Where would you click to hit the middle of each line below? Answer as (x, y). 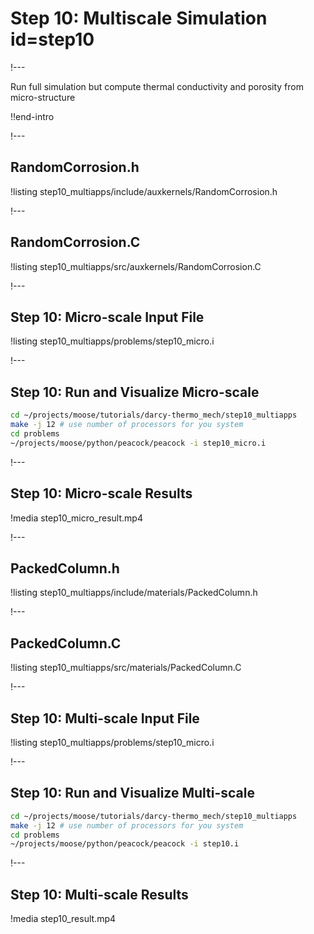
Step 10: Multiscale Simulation (139, 18)
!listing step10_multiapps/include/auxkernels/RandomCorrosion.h (144, 191)
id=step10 (52, 39)
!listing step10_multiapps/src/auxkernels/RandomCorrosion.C (136, 266)
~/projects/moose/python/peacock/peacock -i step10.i (125, 844)
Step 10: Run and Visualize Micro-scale (135, 392)
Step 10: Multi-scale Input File (105, 718)
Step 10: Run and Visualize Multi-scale (132, 793)
